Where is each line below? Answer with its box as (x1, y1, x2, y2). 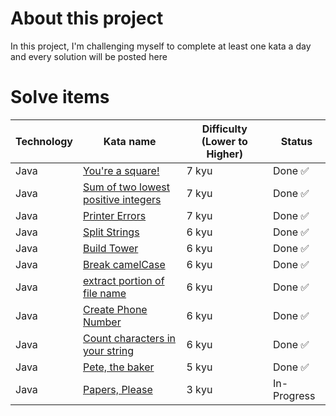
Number (83, 315, 122, 329)
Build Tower (83, 241, 139, 255)
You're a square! (83, 163, 160, 177)
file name (83, 286, 127, 300)
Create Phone (83, 302, 148, 316)
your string (83, 343, 135, 357)
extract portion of (83, 273, 165, 287)
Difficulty (201, 122, 248, 136)
